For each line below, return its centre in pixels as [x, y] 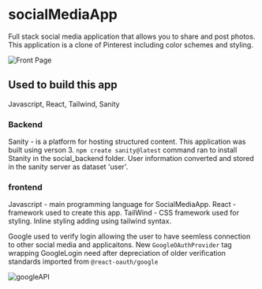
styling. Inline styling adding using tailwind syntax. [90, 221]
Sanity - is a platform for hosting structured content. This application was [127, 142]
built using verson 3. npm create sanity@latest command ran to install [123, 150]
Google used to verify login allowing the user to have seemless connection [129, 236]
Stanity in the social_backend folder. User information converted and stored [131, 159]
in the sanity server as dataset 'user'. [68, 167]
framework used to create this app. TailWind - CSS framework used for [124, 213]
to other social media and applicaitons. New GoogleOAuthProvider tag [120, 245]
